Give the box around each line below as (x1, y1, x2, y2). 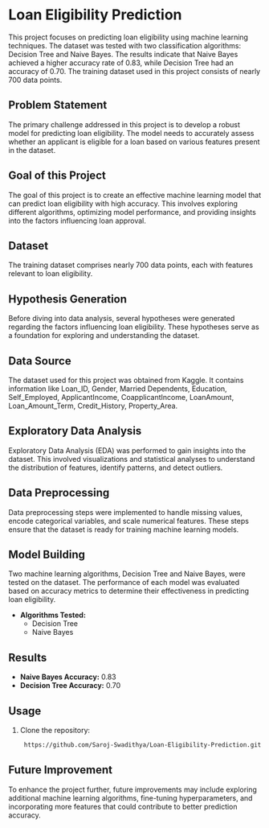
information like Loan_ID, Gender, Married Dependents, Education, (8, 384, 227, 393)
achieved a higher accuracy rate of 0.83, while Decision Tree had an (8, 58, 234, 68)
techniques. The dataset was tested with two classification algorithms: (8, 40, 242, 50)
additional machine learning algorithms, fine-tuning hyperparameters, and (8, 793, 253, 802)
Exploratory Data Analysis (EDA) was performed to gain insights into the (8, 445, 247, 455)
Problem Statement (8, 98, 108, 112)
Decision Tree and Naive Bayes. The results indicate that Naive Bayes (8, 49, 238, 59)
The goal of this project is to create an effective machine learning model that (8, 190, 262, 200)
